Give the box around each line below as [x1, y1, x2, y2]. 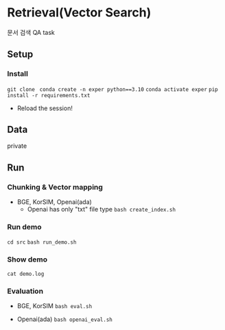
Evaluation [7, 286, 43, 296]
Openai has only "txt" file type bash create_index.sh [27, 205, 176, 214]
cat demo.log [7, 270, 45, 277]
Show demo [7, 255, 48, 264]
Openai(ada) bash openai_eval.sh [16, 315, 113, 323]
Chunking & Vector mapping [7, 182, 103, 192]
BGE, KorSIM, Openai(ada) [16, 198, 93, 206]
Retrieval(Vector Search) [7, 5, 152, 21]
